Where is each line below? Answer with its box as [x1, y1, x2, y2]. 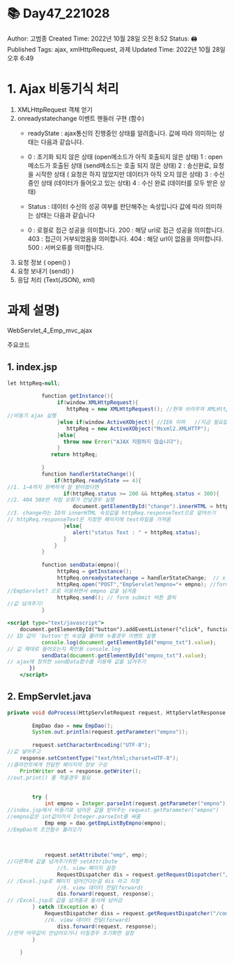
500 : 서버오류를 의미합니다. [27, 243, 104, 251]
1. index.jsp [7, 361, 58, 373]
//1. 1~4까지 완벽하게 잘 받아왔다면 [7, 483, 100, 491]
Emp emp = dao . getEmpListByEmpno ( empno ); [44, 820, 167, 827]
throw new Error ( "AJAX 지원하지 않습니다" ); [63, 438, 183, 445]
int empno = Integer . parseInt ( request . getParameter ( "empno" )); [44, 800, 232, 807]
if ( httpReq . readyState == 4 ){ [54, 477, 141, 484]
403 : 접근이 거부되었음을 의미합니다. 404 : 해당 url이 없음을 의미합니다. [27, 235, 224, 243]
